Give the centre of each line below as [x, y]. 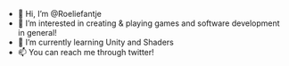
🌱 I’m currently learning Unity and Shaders [95, 42]
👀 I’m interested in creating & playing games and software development [149, 23]
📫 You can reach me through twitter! [86, 52]
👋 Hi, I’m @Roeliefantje [60, 14]
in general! [37, 33]
